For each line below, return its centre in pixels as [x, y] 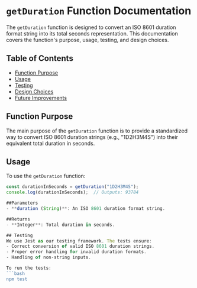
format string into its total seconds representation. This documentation [92, 33]
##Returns [18, 219]
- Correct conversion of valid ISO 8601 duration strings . [80, 247]
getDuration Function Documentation [99, 11]
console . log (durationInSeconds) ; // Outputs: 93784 [72, 192]
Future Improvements [41, 98]
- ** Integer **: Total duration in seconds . [61, 225]
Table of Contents [40, 58]
